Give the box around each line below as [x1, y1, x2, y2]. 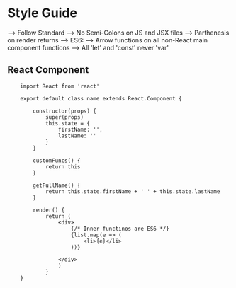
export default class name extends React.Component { [20, 95, 182, 102]
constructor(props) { [33, 108, 97, 115]
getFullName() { [33, 182, 81, 189]
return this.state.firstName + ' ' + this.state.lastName [45, 188, 220, 195]
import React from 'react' [20, 83, 100, 90]
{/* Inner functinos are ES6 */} [70, 225, 170, 232]
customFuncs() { [33, 157, 81, 164]
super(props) [45, 113, 84, 121]
